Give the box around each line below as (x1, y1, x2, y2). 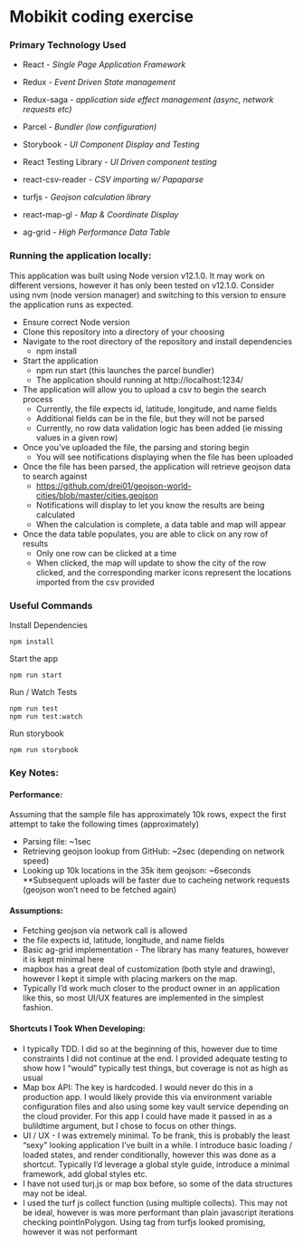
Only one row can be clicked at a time (35, 547, 177, 558)
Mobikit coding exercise (9, 6, 194, 27)
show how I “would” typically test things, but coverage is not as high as (22, 1062, 289, 1073)
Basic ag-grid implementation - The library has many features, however (22, 944, 289, 955)
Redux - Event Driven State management (22, 77, 176, 88)
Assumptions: (9, 904, 64, 916)
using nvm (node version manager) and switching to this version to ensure (9, 289, 287, 300)
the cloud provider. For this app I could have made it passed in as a (22, 1110, 273, 1121)
